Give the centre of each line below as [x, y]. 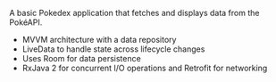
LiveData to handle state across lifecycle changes [113, 49]
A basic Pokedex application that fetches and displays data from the [134, 13]
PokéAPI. [26, 22]
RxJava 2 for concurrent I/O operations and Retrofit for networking [145, 68]
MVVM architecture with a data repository [99, 40]
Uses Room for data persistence [81, 58]
